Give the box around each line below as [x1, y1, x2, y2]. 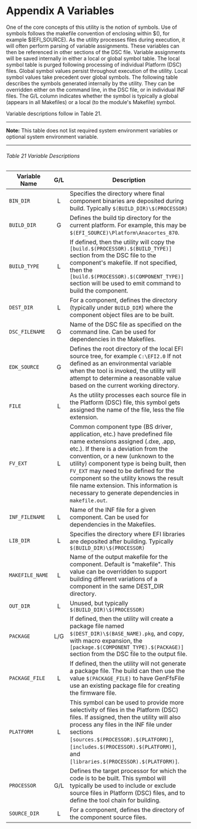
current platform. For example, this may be [69, 221, 186, 229]
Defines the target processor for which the [69, 767, 187, 775]
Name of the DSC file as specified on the [69, 321, 182, 329]
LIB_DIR [9, 537, 30, 544]
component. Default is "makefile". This [69, 560, 176, 568]
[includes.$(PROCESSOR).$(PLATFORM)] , [69, 743, 177, 751]
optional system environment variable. [6, 133, 98, 140]
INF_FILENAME [9, 514, 46, 521]
